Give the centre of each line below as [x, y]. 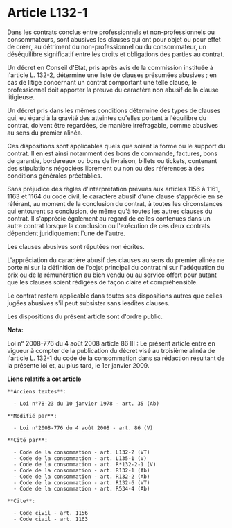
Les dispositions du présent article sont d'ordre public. [85, 316]
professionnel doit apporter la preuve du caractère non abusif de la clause [113, 90]
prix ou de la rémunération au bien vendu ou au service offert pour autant [112, 275]
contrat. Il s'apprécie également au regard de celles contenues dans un [109, 218]
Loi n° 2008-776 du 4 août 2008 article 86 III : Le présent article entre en [111, 343]
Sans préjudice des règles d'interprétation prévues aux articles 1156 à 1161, [114, 189]
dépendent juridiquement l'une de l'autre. [66, 233]
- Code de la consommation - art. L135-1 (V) [80, 458]
